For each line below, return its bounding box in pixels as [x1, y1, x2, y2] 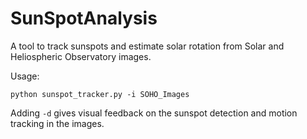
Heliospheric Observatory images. [10, 50, 152, 62]
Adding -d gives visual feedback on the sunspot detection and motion [10, 107, 298, 119]
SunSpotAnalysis [10, 7, 158, 30]
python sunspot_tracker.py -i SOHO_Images [10, 89, 190, 99]
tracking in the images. [10, 117, 105, 129]
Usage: [10, 70, 40, 82]
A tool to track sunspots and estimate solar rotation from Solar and [10, 40, 285, 52]
